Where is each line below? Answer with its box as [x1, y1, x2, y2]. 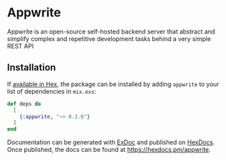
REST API [7, 42, 34, 50]
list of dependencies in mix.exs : [7, 87, 97, 95]
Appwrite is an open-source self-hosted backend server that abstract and [7, 27, 216, 36]
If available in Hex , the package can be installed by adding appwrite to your [7, 80, 219, 88]
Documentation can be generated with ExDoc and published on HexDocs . [7, 138, 215, 146]
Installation [7, 62, 56, 73]
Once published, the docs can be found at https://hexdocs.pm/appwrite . [7, 146, 211, 154]
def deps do [7, 101, 41, 107]
